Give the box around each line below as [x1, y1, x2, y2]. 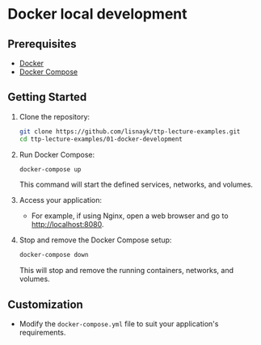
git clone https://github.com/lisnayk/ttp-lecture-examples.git [19, 127, 241, 136]
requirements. [19, 328, 66, 338]
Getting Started [7, 90, 87, 104]
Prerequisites [7, 37, 77, 51]
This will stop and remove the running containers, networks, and [19, 266, 234, 276]
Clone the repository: [19, 111, 91, 121]
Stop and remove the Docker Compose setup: [19, 235, 172, 245]
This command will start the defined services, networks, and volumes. [19, 179, 254, 190]
